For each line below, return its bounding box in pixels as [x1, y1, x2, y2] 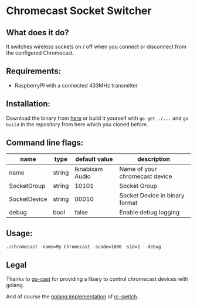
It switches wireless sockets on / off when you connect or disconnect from [6, 43, 186, 50]
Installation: [6, 99, 51, 109]
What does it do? [6, 28, 69, 38]
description [137, 155, 170, 163]
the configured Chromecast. [6, 49, 74, 56]
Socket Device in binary [119, 191, 185, 200]
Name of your [119, 165, 157, 173]
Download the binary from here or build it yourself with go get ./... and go [6, 115, 189, 122]
